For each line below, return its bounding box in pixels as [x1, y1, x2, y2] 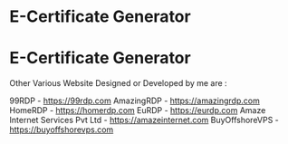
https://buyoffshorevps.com [9, 124, 114, 135]
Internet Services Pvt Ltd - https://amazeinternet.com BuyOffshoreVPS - [9, 115, 279, 126]
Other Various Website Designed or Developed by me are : [9, 78, 228, 89]
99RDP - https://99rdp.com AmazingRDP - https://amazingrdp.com [9, 95, 260, 106]
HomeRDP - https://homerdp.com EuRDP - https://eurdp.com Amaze [9, 105, 266, 116]
